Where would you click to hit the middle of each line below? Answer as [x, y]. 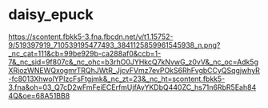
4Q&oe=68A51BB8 [39, 95]
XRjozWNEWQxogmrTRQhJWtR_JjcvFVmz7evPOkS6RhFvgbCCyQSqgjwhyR [134, 70]
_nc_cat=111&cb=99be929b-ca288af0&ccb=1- [85, 53]
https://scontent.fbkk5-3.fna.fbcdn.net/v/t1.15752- [91, 37]
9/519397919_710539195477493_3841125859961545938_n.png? [114, 44]
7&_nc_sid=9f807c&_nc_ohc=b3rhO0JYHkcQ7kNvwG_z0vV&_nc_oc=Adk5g [133, 62]
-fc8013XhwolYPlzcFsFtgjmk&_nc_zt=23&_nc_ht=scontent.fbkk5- [117, 79]
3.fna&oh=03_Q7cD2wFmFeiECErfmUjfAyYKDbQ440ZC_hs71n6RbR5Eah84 [132, 87]
